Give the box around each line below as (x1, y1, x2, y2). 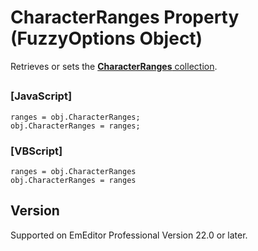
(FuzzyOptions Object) (10, 27, 203, 50)
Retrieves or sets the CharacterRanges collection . (10, 60, 218, 72)
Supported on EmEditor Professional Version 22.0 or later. (10, 229, 248, 241)
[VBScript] (10, 144, 63, 158)
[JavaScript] (10, 89, 73, 103)
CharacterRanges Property (10, 6, 240, 29)
